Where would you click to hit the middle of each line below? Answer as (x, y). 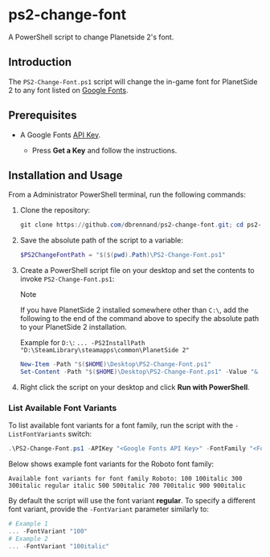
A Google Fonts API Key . (60, 135)
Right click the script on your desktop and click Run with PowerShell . (135, 387)
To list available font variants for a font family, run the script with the (121, 425)
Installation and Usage (65, 175)
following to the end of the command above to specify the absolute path (139, 319)
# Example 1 (28, 524)
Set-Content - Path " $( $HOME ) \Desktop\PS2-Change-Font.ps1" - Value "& (139, 372)
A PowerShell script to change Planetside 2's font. (91, 37)
